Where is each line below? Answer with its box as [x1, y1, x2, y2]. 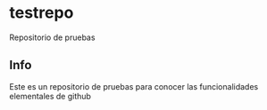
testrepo [9, 3, 74, 23]
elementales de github [9, 90, 92, 101]
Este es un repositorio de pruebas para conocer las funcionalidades [9, 81, 259, 91]
